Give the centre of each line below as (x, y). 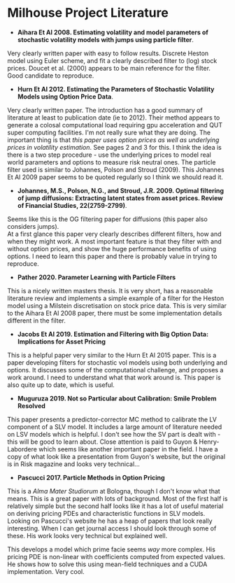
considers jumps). (33, 226)
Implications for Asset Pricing (62, 342)
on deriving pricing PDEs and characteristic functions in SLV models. (106, 513)
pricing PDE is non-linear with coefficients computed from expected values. (116, 556)
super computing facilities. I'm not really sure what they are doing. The (109, 132)
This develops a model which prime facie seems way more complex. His (111, 549)
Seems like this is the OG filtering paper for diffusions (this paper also (107, 219)
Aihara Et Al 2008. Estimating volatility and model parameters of (113, 32)
